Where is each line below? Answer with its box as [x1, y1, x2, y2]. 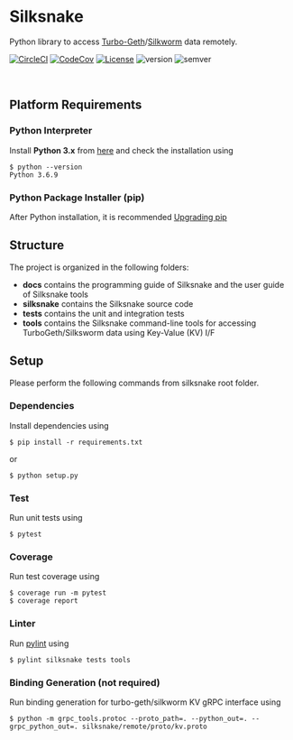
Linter [9, 617, 36, 630]
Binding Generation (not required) [9, 676, 160, 689]
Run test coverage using [9, 571, 100, 582]
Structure [9, 237, 65, 254]
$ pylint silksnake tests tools [9, 655, 131, 664]
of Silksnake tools [22, 289, 88, 300]
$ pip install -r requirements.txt [9, 438, 143, 447]
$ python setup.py [9, 471, 78, 480]
